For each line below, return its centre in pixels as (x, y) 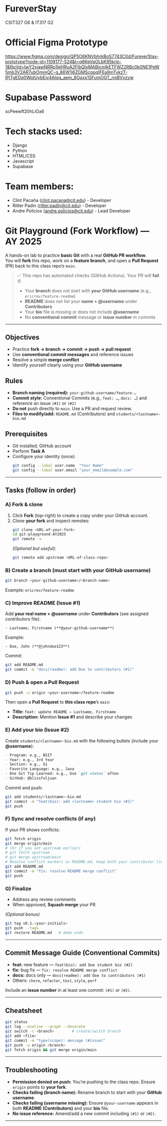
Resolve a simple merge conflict (46, 360)
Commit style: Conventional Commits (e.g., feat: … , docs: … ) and (80, 398)
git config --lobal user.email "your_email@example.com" (73, 470)
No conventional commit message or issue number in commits (90, 317)
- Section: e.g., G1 (27, 764)
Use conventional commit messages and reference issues (73, 355)
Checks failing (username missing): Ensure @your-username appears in (85, 1103)
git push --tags (22, 928)
